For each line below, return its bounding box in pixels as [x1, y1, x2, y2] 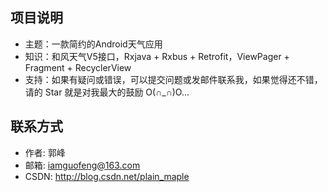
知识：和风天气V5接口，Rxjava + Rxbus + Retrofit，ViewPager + [24, 50, 290, 62]
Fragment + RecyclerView [24, 61, 132, 73]
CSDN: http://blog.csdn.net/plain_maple [24, 170, 190, 182]
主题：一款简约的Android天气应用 [24, 38, 163, 50]
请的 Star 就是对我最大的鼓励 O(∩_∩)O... [24, 86, 190, 98]
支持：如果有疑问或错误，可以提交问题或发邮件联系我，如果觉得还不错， [24, 73, 323, 85]
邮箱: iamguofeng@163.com [24, 159, 141, 171]
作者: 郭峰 [24, 146, 66, 158]
